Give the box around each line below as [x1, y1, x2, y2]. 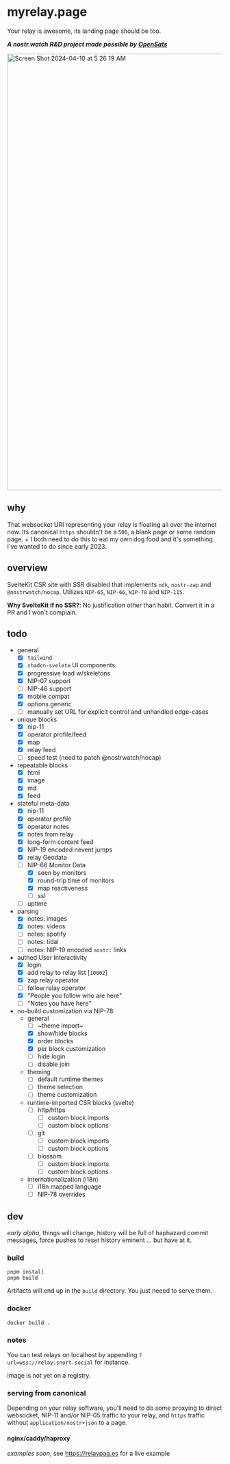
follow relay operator [27, 984, 86, 992]
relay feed [27, 746, 56, 754]
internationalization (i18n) [27, 1176, 99, 1184]
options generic [27, 699, 72, 708]
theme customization [37, 1091, 97, 1099]
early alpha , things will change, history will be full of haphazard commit [7, 1229, 209, 1237]
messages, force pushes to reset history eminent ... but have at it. [7, 1236, 192, 1244]
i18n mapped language [37, 1182, 102, 1191]
